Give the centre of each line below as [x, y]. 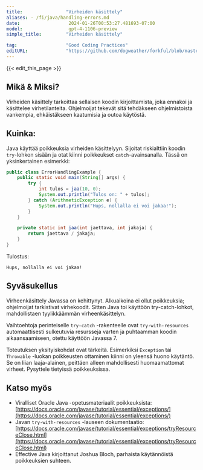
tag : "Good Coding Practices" [67, 45]
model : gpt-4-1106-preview [62, 29]
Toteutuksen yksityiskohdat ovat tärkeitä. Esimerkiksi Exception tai [89, 350]
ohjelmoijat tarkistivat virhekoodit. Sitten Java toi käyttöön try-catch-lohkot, [100, 307]
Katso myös [29, 388]
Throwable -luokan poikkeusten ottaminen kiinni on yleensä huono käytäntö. [100, 356]
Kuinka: [21, 134]
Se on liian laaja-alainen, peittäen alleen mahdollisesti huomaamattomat [95, 362]
